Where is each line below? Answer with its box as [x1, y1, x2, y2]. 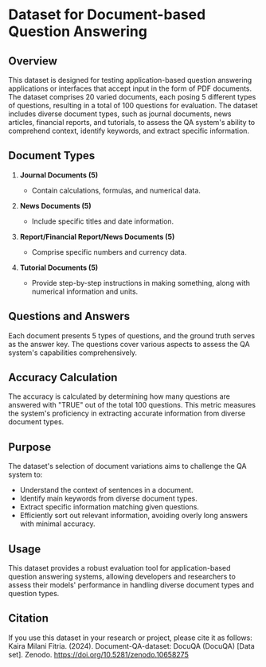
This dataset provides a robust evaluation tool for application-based [8, 564, 231, 573]
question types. [8, 589, 60, 599]
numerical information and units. [31, 287, 139, 296]
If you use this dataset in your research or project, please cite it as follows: [8, 633, 252, 642]
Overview [8, 54, 58, 68]
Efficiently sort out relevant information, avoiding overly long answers [19, 511, 248, 521]
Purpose [8, 440, 52, 454]
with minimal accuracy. [19, 519, 96, 529]
